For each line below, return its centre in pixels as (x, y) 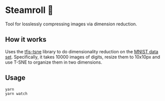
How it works (26, 40)
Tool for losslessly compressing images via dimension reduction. (71, 24)
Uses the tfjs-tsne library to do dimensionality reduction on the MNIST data (82, 51)
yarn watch (16, 94)
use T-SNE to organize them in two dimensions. (54, 62)
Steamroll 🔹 (29, 10)
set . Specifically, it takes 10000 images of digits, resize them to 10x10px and (82, 57)
